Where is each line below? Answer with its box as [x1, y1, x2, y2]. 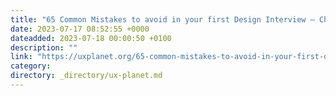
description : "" [10, 42, 78, 53]
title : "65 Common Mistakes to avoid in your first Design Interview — [10, 14, 315, 25]
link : [10, 52, 33, 62]
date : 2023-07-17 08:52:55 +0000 [10, 24, 150, 34]
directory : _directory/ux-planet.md [10, 71, 163, 81]
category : [10, 61, 52, 71]
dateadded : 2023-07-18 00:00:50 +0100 [10, 33, 172, 43]
